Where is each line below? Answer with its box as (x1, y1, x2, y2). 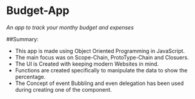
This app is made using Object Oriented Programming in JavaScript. (15, 47, 185, 55)
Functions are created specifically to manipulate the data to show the (15, 66, 188, 73)
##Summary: (6, 35, 39, 43)
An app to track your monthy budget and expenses (6, 24, 134, 31)
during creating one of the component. (15, 86, 112, 93)
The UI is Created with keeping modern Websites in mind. (15, 60, 159, 67)
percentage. (15, 73, 46, 80)
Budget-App (6, 4, 70, 18)
